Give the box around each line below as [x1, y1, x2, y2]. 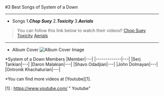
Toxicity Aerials [17, 33, 48, 38]
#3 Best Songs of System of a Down [5, 4, 78, 10]
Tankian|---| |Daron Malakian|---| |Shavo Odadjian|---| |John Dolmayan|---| [5, 61, 158, 67]
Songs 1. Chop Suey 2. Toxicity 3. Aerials [12, 18, 94, 24]
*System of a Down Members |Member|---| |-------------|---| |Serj [5, 56, 141, 62]
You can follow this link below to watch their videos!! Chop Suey [17, 28, 146, 33]
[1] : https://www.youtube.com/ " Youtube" [5, 85, 91, 91]
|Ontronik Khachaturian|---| [5, 67, 61, 72]
